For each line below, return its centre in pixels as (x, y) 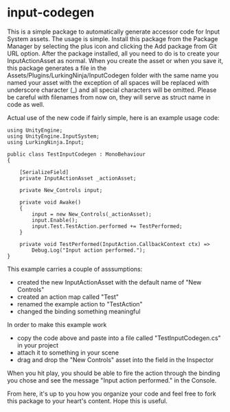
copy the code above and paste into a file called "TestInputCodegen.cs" (119, 338)
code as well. (26, 104)
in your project (38, 345)
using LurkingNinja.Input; (46, 142)
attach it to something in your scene (68, 352)
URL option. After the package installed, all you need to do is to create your (113, 53)
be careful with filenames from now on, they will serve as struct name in (109, 97)
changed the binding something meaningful (79, 311)
